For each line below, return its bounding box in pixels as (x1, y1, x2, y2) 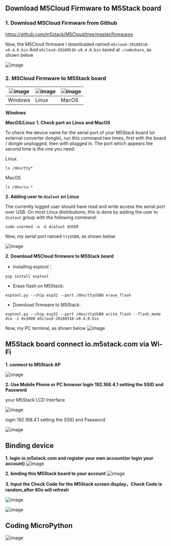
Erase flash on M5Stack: (12, 283, 64, 289)
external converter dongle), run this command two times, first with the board (5, 135, 166, 141)
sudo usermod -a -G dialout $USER (5, 224, 79, 229)
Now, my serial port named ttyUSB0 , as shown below (5, 233, 116, 239)
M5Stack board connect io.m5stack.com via (5, 340, 150, 349)
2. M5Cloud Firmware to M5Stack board (5, 74, 106, 81)
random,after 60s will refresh (5, 487, 69, 493)
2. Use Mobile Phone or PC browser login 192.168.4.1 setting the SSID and (5, 381, 164, 387)
